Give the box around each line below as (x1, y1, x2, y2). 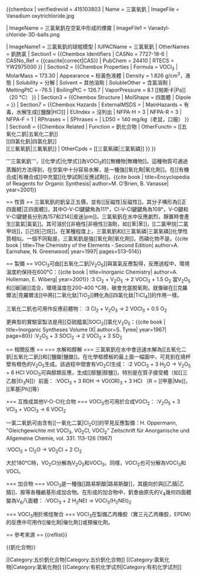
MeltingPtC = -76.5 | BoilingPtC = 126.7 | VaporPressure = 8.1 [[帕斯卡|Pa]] (6, 86, 186, 93)
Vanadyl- (148, 25, 171, 31)
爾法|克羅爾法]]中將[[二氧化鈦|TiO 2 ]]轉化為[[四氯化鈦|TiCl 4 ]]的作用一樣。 (6, 291, 182, 300)
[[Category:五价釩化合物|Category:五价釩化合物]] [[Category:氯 (6, 556, 160, 563)
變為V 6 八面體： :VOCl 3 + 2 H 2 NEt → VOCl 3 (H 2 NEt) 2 (6, 497, 132, 506)
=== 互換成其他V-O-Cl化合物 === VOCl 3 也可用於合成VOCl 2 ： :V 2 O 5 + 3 (6, 398, 181, 407)
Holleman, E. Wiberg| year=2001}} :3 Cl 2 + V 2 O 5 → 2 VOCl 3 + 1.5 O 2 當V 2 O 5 (6, 276, 191, 284)
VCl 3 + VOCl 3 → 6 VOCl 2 (6, 406, 66, 415)
